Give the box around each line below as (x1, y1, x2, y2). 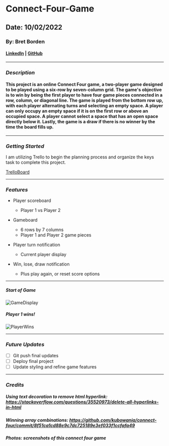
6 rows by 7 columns (20, 227, 64, 233)
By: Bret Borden (6, 38, 45, 45)
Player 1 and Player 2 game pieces (20, 232, 92, 238)
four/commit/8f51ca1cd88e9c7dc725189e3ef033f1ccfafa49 (6, 422, 135, 428)
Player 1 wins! (6, 311, 36, 317)
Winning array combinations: (6, 417, 69, 423)
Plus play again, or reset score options (20, 271, 100, 277)
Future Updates (6, 341, 45, 348)
